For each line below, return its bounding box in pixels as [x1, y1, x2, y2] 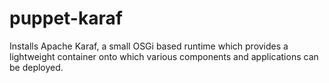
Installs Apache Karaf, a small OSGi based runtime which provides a [9, 40, 289, 52]
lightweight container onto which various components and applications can [9, 50, 319, 62]
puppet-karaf [9, 7, 123, 30]
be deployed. [9, 61, 64, 73]
